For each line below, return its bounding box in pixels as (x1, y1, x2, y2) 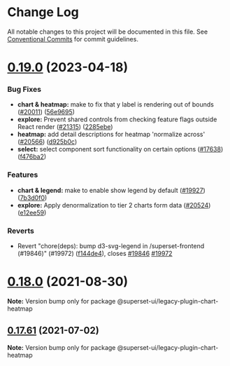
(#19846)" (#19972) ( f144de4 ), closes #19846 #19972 (17, 250, 173, 258)
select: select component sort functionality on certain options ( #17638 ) (17, 145, 224, 154)
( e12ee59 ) (17, 208, 47, 217)
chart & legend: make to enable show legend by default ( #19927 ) (17, 186, 206, 194)
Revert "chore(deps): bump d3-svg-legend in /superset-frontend (17, 242, 205, 250)
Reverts (7, 226, 35, 236)
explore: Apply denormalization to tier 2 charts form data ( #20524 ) (17, 201, 211, 209)
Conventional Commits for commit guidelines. (7, 34, 138, 43)
